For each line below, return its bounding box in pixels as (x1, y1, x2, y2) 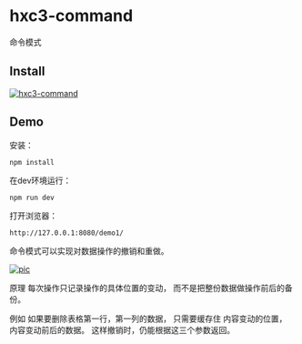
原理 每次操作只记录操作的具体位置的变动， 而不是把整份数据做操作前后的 (9, 282, 285, 293)
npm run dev (9, 193, 55, 202)
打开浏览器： (9, 210, 57, 221)
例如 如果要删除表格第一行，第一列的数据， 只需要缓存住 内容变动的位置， (9, 313, 287, 324)
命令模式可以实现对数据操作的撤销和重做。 (9, 245, 169, 256)
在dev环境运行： (9, 175, 72, 186)
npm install (9, 157, 55, 167)
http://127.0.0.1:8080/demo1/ (9, 228, 125, 238)
